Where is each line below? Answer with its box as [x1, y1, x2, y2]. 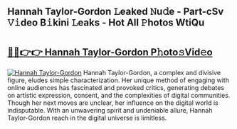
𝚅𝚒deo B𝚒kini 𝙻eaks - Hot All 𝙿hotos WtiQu [7, 17, 205, 29]
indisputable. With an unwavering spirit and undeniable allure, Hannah [7, 106, 213, 114]
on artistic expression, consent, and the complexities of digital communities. [7, 91, 231, 99]
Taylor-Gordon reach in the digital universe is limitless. [7, 113, 167, 122]
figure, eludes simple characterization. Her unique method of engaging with [7, 76, 230, 84]
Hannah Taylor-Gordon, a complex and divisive [83, 69, 221, 77]
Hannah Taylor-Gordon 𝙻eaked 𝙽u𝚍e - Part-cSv [7, 6, 224, 18]
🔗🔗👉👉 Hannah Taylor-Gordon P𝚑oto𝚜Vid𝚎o [7, 46, 213, 58]
